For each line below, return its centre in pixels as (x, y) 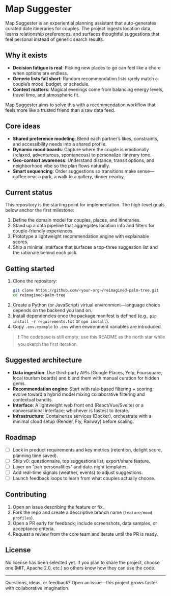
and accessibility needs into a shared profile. (60, 144)
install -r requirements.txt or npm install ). (61, 321)
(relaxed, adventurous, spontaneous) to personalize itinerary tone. (82, 155)
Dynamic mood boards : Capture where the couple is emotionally (81, 149)
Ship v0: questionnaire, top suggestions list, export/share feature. (81, 461)
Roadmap (21, 437)
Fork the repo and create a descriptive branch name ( (69, 512)
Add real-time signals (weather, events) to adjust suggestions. (78, 472)
